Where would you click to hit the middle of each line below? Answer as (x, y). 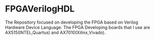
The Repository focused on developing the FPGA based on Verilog (72, 22)
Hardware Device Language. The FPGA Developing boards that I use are (77, 27)
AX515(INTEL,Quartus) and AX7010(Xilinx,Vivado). (55, 32)
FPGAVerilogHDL (40, 9)
